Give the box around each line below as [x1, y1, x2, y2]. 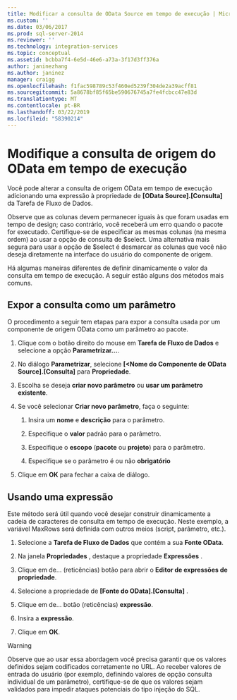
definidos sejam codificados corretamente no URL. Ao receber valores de [7, 663, 221, 671]
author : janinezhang [7, 63, 68, 70]
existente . [17, 388, 48, 397]
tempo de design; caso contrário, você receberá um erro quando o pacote [7, 220, 224, 228]
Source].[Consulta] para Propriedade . [17, 367, 131, 376]
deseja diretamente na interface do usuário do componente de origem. [7, 250, 213, 258]
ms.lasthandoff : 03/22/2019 [7, 109, 90, 116]
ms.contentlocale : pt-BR [7, 102, 80, 109]
